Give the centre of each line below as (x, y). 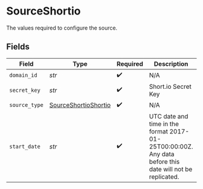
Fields (18, 47)
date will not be (171, 169)
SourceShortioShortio (80, 105)
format (158, 131)
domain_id (23, 75)
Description (171, 63)
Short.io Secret (170, 86)
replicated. (164, 176)
